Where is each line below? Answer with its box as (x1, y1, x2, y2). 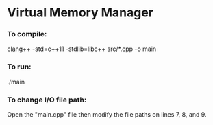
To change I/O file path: (7, 95, 87, 104)
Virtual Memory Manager (7, 5, 154, 21)
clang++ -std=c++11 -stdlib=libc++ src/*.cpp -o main (7, 45, 157, 53)
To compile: (7, 30, 47, 39)
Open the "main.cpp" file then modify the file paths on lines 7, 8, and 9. (7, 111, 207, 119)
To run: (7, 62, 32, 71)
